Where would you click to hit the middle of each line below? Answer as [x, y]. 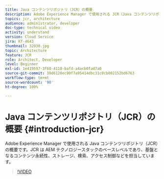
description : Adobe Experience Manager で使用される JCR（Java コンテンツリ [80, 14]
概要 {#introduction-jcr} [55, 129]
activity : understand [27, 32]
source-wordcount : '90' [29, 82]
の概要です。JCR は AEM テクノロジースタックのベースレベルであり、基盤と [82, 150]
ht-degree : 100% [22, 87]
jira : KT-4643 [20, 42]
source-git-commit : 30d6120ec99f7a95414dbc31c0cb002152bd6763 [70, 73]
